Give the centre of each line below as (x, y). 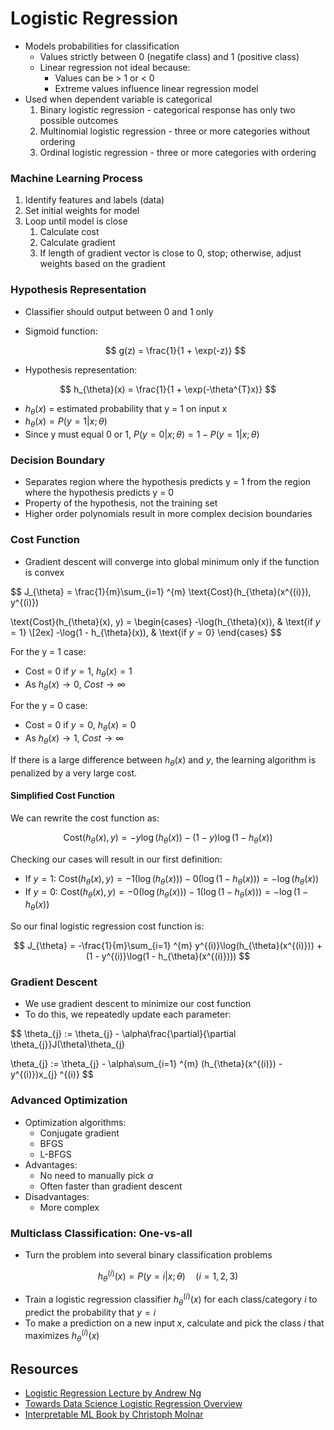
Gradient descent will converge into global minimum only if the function (172, 561)
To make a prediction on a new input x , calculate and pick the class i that (174, 1323)
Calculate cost (69, 232)
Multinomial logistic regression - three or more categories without (175, 131)
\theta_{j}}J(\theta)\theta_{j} (68, 1044)
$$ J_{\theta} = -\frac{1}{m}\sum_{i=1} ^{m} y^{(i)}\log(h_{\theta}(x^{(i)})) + (168, 946)
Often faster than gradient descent (111, 1186)
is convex (44, 572)
